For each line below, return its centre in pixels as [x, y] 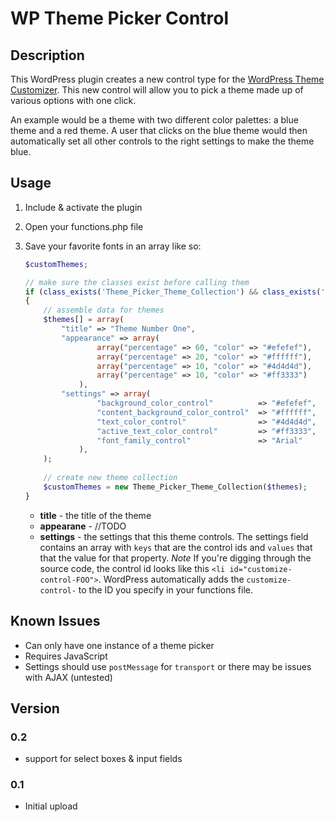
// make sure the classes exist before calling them [137, 282]
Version [35, 708]
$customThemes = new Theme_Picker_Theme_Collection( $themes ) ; [175, 487]
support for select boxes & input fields [103, 759]
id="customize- [261, 569]
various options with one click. [73, 100]
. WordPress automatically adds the [171, 579]
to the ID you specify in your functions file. [165, 589]
